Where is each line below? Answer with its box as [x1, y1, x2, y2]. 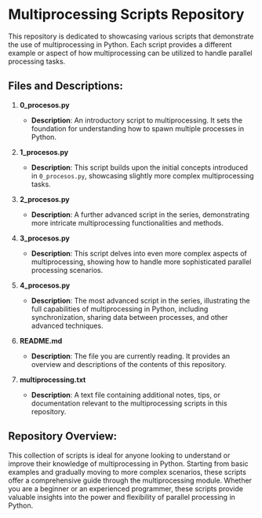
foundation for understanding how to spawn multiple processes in [31, 123, 245, 133]
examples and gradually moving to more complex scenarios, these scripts [8, 467, 247, 476]
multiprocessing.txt [19, 375, 86, 384]
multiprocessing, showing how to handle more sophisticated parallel [31, 257, 252, 266]
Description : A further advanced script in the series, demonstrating [31, 210, 249, 219]
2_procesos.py [19, 194, 71, 204]
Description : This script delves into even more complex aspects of [31, 248, 247, 258]
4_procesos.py [19, 281, 71, 290]
